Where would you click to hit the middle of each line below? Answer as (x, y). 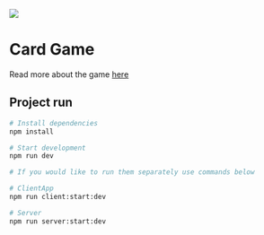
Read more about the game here (69, 74)
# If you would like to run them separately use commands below (132, 172)
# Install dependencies (54, 123)
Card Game (52, 50)
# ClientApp (31, 188)
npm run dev (31, 156)
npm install (31, 131)
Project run (41, 103)
